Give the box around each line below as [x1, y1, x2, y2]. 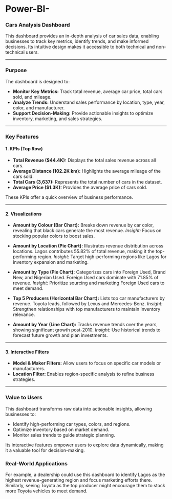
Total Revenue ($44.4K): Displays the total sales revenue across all [12, 157, 156, 163]
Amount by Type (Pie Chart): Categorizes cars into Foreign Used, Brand [12, 269, 166, 275]
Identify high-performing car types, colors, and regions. [12, 421, 131, 427]
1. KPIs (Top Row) [5, 146, 43, 152]
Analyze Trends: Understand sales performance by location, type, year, [12, 99, 165, 105]
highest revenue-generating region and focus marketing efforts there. [5, 477, 153, 483]
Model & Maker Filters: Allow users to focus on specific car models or [12, 360, 161, 366]
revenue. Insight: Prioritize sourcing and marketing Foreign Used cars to [12, 280, 165, 286]
